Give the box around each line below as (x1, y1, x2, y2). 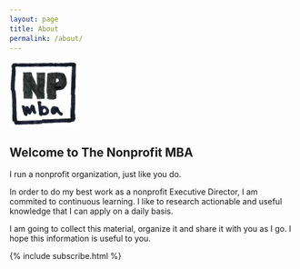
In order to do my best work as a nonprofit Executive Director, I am (9, 186, 258, 197)
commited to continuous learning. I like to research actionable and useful (9, 196, 283, 207)
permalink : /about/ (9, 34, 84, 43)
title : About (9, 24, 59, 34)
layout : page (9, 15, 59, 24)
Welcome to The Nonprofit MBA (9, 144, 194, 160)
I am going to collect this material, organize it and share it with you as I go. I (9, 224, 292, 234)
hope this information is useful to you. (9, 233, 152, 244)
